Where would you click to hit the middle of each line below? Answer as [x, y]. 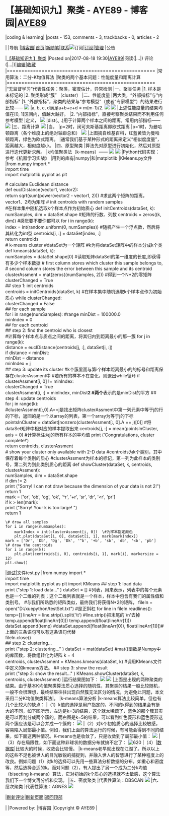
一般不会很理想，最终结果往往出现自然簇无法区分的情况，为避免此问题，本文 [84, 692]
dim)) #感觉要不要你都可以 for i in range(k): [50, 221]
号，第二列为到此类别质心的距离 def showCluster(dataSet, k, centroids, [79, 464]
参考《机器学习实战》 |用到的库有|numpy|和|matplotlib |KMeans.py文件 [79, 158]
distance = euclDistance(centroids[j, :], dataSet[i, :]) [59, 347]
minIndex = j [18, 363]
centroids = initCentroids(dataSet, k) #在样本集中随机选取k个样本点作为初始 [83, 291]
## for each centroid [26, 325]
